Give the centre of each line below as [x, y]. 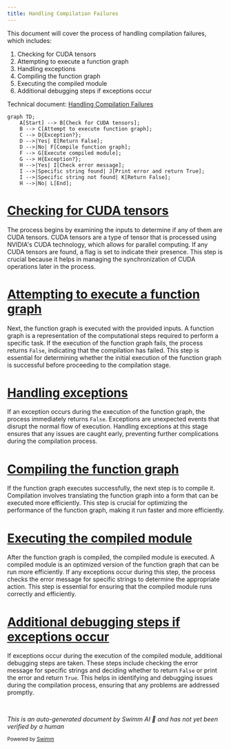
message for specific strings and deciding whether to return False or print [112, 670]
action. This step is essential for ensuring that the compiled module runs [110, 587]
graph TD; [21, 117]
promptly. [21, 692]
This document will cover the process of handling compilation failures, [107, 33]
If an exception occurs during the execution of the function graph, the [106, 412]
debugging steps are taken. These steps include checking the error [103, 663]
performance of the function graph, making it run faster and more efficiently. [116, 510]
